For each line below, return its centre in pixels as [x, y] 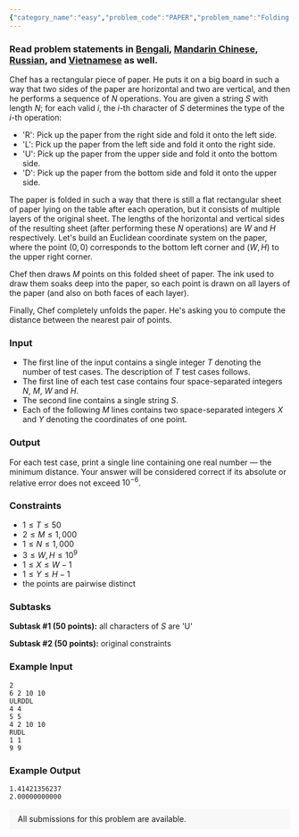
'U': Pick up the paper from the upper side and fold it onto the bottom [149, 154]
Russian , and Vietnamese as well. [83, 60]
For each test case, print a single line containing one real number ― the [141, 462]
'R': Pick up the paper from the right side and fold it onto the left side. [149, 134]
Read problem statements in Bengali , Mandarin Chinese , [134, 48]
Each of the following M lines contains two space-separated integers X [153, 410]
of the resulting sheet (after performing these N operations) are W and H [143, 228]
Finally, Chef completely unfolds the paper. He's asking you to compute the [147, 310]
